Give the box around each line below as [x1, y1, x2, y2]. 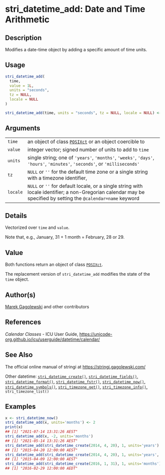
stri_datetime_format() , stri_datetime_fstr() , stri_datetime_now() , [5, 378, 146, 384]
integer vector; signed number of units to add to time [27, 146, 149, 153]
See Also [5, 351, 33, 359]
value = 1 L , [9, 83, 34, 88]
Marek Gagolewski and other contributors [5, 304, 89, 310]
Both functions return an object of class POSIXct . [5, 261, 103, 267]
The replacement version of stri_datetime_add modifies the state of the [5, 271, 151, 277]
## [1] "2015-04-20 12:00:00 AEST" [5, 447, 78, 452]
